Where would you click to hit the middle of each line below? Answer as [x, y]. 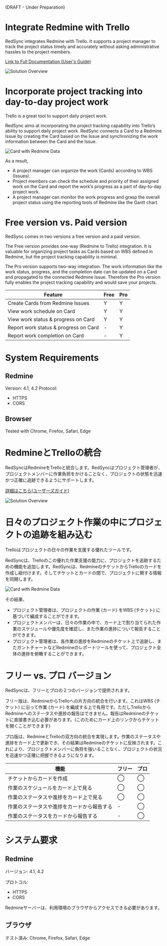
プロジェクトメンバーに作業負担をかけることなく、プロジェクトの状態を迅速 [84, 474]
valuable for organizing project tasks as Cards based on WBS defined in [79, 251]
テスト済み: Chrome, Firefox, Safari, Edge [48, 938]
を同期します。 [20, 579]
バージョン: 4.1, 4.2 [24, 872]
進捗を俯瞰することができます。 [54, 654]
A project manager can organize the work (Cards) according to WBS [83, 170]
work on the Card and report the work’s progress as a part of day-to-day [87, 186]
